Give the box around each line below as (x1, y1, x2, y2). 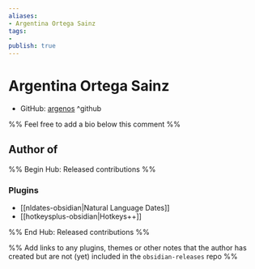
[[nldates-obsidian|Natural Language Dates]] (19, 203, 170, 213)
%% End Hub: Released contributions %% (8, 228, 150, 237)
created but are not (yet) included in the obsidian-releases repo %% (8, 252, 238, 262)
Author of (8, 143, 58, 156)
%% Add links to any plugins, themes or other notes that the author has (8, 243, 247, 253)
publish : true (8, 42, 57, 50)
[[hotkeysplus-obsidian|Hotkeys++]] (19, 211, 142, 221)
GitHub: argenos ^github (19, 104, 102, 113)
